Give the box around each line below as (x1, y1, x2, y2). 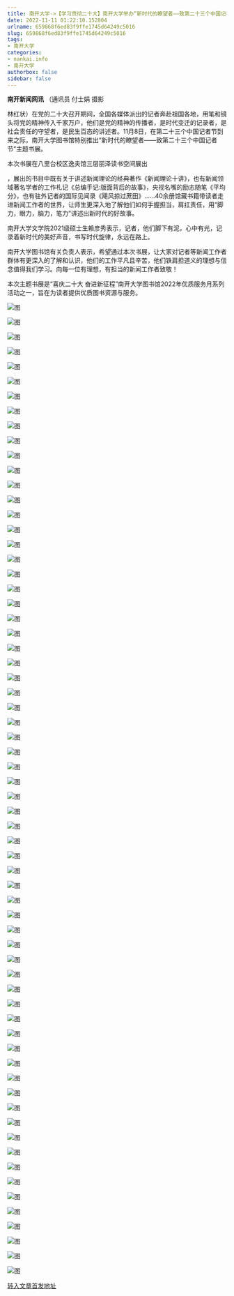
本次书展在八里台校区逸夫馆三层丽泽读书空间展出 (7, 160, 148, 168)
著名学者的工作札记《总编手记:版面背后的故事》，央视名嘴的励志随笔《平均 (13, 183, 226, 192)
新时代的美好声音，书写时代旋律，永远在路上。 (19, 233, 154, 241)
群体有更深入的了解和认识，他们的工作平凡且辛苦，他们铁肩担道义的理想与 (7, 256, 221, 265)
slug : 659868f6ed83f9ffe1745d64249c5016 (7, 29, 127, 37)
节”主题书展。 (7, 144, 47, 153)
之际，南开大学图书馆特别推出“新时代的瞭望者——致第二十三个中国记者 (13, 136, 218, 144)
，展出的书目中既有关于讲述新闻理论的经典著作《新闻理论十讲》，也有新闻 (7, 174, 218, 183)
